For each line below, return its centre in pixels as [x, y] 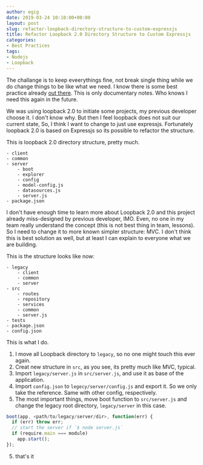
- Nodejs [17, 57]
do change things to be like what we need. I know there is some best [92, 86]
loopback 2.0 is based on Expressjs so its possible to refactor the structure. [101, 130]
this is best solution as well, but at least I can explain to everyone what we [98, 238]
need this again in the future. [42, 99]
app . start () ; [34, 439]
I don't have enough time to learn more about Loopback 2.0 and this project [101, 212]
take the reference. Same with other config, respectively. [86, 392]
